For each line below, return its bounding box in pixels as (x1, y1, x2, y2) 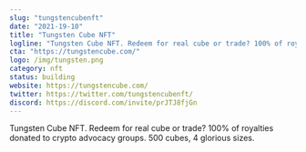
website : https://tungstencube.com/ (9, 81, 148, 90)
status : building (9, 73, 76, 82)
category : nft (9, 65, 64, 74)
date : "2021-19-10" (9, 22, 84, 31)
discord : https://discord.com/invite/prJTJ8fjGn (9, 97, 198, 107)
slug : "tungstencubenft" (9, 13, 104, 23)
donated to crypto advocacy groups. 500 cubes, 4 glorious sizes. (9, 133, 255, 144)
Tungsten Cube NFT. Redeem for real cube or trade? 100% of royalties (9, 123, 274, 134)
